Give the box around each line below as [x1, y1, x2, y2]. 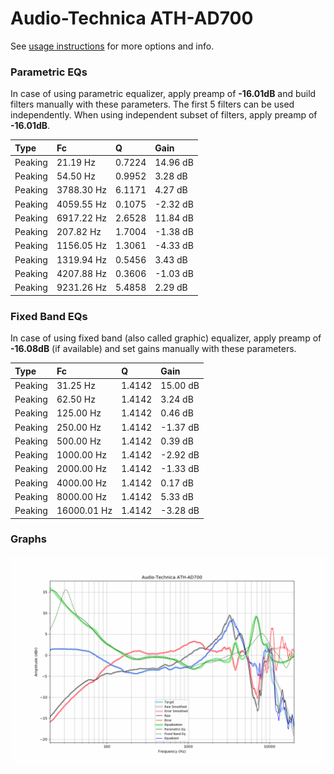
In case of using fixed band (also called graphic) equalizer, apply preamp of [10, 332, 322, 344]
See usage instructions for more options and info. [10, 40, 215, 52]
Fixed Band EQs [10, 309, 88, 323]
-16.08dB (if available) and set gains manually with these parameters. [10, 343, 297, 355]
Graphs [10, 532, 47, 546]
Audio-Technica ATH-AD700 [10, 7, 254, 30]
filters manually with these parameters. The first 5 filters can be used [10, 98, 295, 111]
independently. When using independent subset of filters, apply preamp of [10, 109, 318, 121]
